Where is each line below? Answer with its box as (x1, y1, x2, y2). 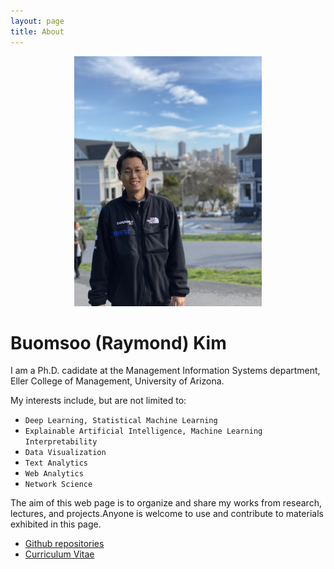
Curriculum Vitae (24, 548, 95, 560)
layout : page (10, 16, 65, 26)
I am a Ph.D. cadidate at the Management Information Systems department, (10, 365, 321, 377)
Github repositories (24, 538, 105, 550)
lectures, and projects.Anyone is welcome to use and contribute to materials (10, 508, 324, 520)
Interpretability (24, 437, 98, 447)
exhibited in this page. (10, 518, 102, 530)
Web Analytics (24, 469, 84, 479)
